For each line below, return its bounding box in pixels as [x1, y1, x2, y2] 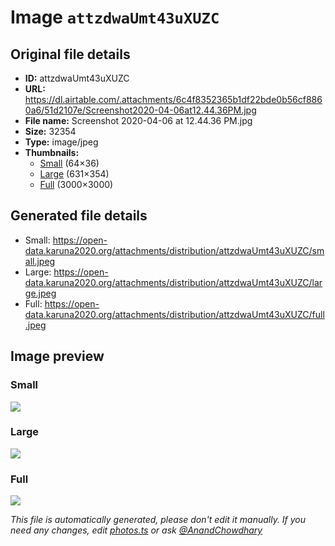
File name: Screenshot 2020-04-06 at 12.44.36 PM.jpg [24, 115, 253, 126]
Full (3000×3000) [39, 179, 114, 190]
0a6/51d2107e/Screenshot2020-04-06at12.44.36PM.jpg [24, 104, 257, 116]
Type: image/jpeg [24, 136, 99, 148]
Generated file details [10, 207, 148, 225]
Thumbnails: [24, 147, 80, 158]
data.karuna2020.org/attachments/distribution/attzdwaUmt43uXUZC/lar [24, 276, 323, 288]
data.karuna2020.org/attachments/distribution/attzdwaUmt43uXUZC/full [24, 308, 325, 320]
